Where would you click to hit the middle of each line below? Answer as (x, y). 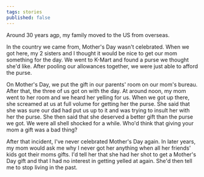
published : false (28, 18)
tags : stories (24, 12)
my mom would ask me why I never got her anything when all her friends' (99, 148)
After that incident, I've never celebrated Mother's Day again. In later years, (101, 141)
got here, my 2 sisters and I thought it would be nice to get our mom (92, 53)
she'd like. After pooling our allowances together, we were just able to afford (102, 66)
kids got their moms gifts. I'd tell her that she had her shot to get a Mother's (101, 154)
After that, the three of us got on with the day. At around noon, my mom (96, 91)
